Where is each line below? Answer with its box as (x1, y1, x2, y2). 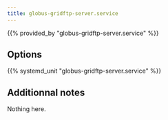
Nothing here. (7, 105, 46, 113)
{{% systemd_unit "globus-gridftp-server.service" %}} (7, 67, 162, 75)
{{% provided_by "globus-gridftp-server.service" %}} (7, 29, 160, 37)
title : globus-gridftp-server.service (7, 10, 118, 17)
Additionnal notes (7, 86, 85, 98)
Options (7, 49, 43, 60)
